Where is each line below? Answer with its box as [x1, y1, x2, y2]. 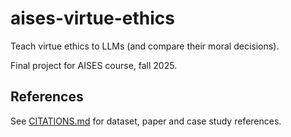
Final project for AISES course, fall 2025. [10, 59, 178, 71]
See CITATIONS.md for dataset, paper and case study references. [10, 115, 282, 127]
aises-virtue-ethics [10, 7, 175, 30]
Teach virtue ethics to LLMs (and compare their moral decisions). [10, 40, 280, 52]
